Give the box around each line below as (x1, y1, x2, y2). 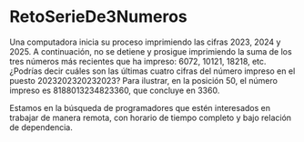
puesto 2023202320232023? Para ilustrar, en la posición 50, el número (9, 75, 278, 86)
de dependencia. (9, 121, 73, 133)
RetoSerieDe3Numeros (9, 6, 188, 27)
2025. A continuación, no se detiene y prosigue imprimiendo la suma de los (9, 46, 293, 56)
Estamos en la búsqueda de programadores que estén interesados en (9, 102, 271, 113)
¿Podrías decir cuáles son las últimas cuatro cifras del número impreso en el (9, 66, 296, 76)
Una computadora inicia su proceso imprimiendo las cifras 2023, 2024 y (9, 36, 281, 47)
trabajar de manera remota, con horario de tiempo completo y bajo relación (9, 112, 292, 123)
